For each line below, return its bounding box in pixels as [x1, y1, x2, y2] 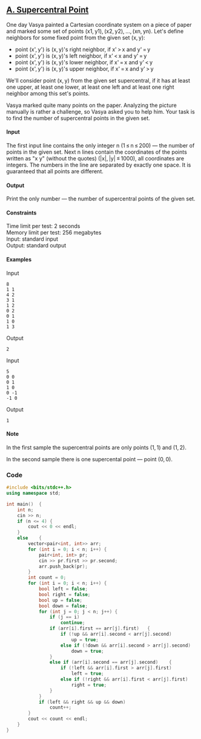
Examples [6, 256, 32, 263]
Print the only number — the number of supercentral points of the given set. [6, 195, 196, 202]
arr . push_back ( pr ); [38, 563, 88, 569]
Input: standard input [6, 235, 59, 242]
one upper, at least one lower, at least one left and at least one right [6, 83, 174, 91]
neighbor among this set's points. [6, 89, 90, 97]
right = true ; [71, 682, 107, 688]
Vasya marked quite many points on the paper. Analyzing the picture [6, 101, 177, 109]
